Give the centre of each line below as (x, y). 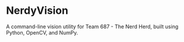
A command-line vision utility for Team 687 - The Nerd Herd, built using (92, 26)
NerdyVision (37, 11)
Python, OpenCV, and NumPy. (42, 32)
